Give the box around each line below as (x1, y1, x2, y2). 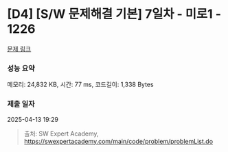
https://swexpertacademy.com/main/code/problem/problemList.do (23, 137, 214, 145)
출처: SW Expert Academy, (23, 129, 99, 138)
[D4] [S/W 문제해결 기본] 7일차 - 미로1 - (7, 6, 222, 22)
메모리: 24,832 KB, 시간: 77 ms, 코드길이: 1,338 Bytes (7, 80, 154, 89)
